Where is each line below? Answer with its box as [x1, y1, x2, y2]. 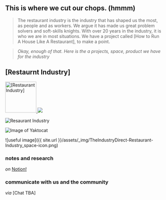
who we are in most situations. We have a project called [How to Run [17, 33, 159, 39]
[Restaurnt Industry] [5, 68, 71, 76]
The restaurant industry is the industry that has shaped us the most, [17, 17, 158, 23]
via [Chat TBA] [5, 190, 36, 196]
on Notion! [5, 166, 27, 172]
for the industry [17, 53, 50, 59]
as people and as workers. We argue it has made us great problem [17, 22, 155, 28]
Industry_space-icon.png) [5, 142, 59, 148]
